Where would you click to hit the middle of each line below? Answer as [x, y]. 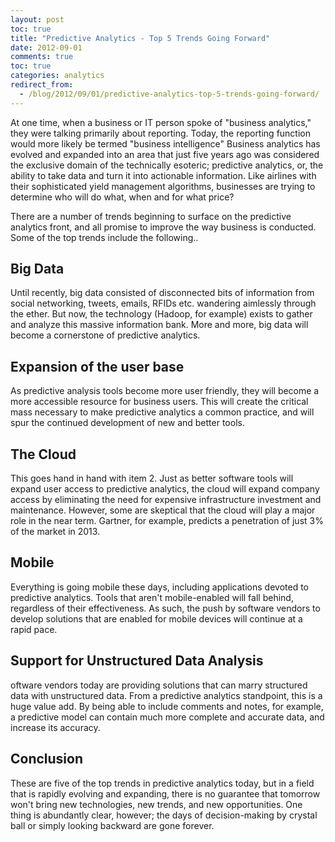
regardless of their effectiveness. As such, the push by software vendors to [165, 608]
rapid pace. [34, 629]
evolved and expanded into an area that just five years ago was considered [165, 154]
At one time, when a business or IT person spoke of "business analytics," [161, 122]
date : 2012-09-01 [46, 47]
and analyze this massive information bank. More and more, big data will [159, 325]
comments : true [42, 57]
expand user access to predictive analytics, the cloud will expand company [165, 489]
